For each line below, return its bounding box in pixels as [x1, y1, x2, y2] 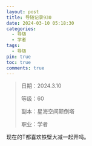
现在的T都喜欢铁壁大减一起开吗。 [6, 133, 90, 141]
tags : [6, 43, 20, 49]
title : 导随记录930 [6, 14, 52, 21]
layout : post [6, 8, 39, 15]
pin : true [6, 54, 31, 60]
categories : [6, 25, 36, 32]
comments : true [6, 65, 45, 71]
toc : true [6, 59, 31, 65]
